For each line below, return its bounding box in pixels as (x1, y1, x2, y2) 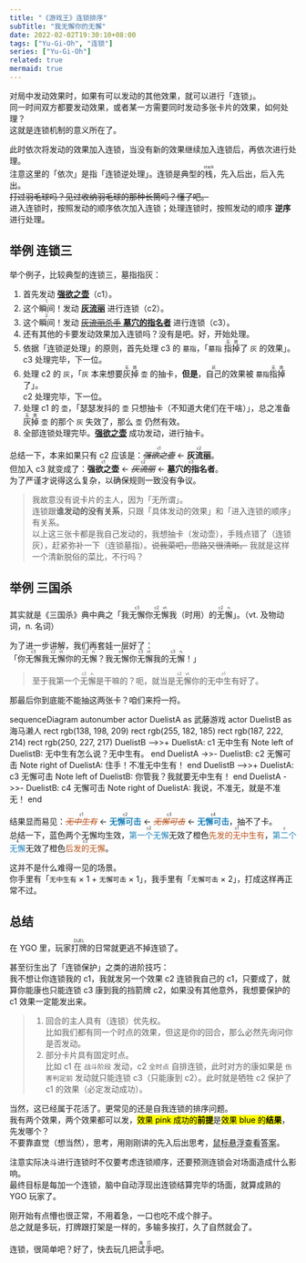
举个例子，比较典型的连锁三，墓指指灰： (9, 269, 161, 280)
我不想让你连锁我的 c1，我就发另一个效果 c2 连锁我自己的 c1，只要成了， (9, 973, 282, 984)
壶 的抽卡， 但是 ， (140, 368, 207, 379)
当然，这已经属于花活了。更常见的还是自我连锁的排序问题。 (9, 1104, 233, 1114)
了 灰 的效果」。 (240, 343, 296, 354)
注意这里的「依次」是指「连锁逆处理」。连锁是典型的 (9, 168, 205, 179)
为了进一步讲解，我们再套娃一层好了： (9, 640, 153, 651)
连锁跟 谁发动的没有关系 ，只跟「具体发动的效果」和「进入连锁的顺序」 (31, 505, 296, 516)
